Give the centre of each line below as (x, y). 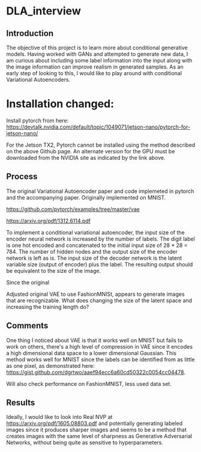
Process (22, 176)
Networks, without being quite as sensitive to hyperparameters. (85, 442)
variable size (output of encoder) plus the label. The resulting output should (100, 264)
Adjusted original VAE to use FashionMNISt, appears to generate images (95, 294)
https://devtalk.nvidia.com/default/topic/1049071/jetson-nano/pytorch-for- (98, 127)
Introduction (30, 33)
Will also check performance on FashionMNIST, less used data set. (89, 383)
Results (21, 402)
